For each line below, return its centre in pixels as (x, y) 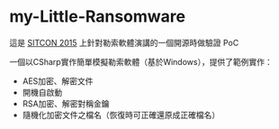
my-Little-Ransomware (98, 17)
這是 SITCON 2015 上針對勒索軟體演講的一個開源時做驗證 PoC (124, 42)
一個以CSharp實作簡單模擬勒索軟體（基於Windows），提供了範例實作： (141, 61)
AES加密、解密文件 (58, 81)
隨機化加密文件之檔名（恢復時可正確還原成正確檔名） (121, 115)
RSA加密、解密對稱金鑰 (66, 103)
